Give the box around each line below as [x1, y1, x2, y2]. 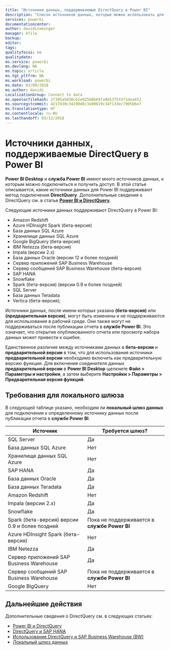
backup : [5, 36, 22, 41]
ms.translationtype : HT [5, 106, 56, 111]
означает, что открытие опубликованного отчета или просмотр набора [5, 329, 160, 335]
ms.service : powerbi [5, 59, 49, 64]
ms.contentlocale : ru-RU [5, 111, 58, 116]
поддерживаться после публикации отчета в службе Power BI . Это [5, 323, 151, 330]
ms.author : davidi [5, 87, 44, 93]
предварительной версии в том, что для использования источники [5, 349, 153, 355]
